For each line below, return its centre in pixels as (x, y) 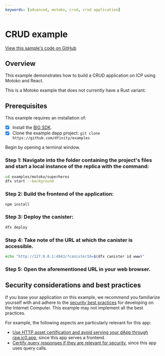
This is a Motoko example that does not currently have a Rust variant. (76, 90)
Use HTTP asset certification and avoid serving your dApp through (80, 332)
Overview (21, 63)
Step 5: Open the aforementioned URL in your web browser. (78, 269)
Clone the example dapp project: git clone (56, 133)
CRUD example (37, 34)
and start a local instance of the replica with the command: (77, 167)
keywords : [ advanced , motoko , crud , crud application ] (63, 10)
